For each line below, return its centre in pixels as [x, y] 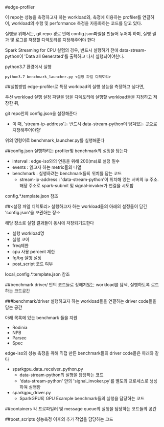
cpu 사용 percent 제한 [34, 252]
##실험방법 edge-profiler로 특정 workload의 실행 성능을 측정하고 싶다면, [75, 87]
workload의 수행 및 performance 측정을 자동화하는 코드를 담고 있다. [77, 23]
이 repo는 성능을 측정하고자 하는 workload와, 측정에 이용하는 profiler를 [73, 17]
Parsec [19, 338]
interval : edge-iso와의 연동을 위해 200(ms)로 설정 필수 [66, 161]
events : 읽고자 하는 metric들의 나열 [47, 167]
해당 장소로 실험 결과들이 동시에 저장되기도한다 [50, 223]
